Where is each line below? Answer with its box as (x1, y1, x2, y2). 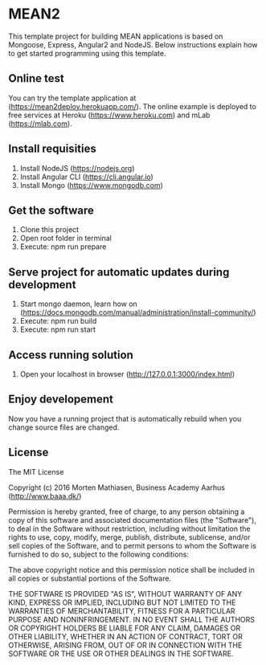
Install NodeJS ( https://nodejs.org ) (19, 163, 135, 173)
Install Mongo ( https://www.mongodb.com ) (19, 180, 163, 190)
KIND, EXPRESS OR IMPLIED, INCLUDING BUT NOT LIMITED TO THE (8, 598, 236, 607)
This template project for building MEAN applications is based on (8, 31, 223, 41)
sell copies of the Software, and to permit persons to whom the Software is (8, 541, 257, 550)
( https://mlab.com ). (8, 118, 72, 129)
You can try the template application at (8, 93, 137, 103)
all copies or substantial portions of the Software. (8, 573, 171, 583)
